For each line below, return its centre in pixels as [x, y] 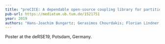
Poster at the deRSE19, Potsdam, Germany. [49, 37]
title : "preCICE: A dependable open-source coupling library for [73, 9]
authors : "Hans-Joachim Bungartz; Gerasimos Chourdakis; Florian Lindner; [83, 23]
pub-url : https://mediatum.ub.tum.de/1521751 [52, 14]
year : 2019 [16, 18]
